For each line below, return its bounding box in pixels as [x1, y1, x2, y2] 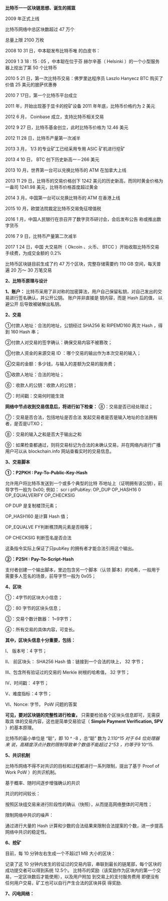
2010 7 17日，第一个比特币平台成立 [5, 93, 78, 98]
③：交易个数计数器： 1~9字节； [5, 616, 73, 622]
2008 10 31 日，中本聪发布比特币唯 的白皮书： [5, 48, 101, 53]
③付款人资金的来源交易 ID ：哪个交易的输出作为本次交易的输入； [5, 350, 141, 356]
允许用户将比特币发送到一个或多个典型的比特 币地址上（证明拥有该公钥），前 [5, 480, 162, 486]
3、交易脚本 [5, 459, 31, 465]
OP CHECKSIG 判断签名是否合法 [5, 535, 72, 540]
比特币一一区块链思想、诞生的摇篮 [5, 5, 76, 11]
